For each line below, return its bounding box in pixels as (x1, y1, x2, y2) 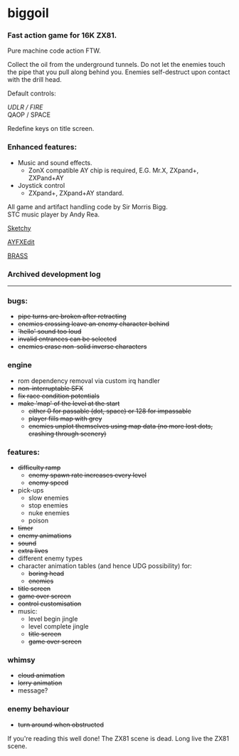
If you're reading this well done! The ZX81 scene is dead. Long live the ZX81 (7, 734, 230, 742)
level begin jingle (28, 614, 78, 623)
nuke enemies (28, 508, 70, 517)
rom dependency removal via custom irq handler (17, 376, 160, 385)
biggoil (7, 5, 49, 21)
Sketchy (7, 224, 31, 232)
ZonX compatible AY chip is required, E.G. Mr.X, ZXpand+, (28, 166, 199, 174)
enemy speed (28, 478, 69, 487)
